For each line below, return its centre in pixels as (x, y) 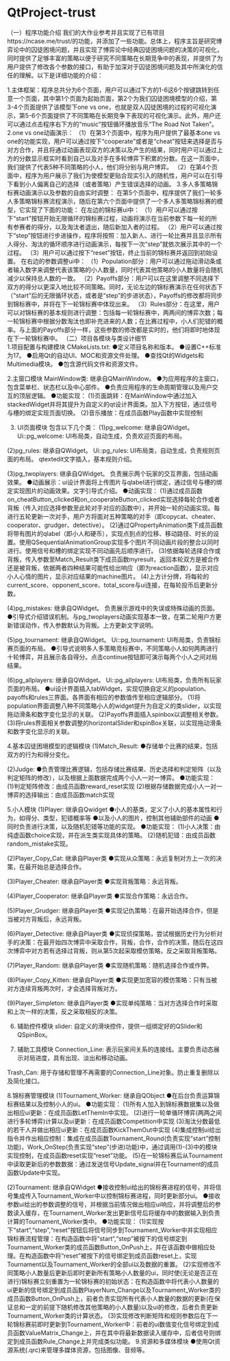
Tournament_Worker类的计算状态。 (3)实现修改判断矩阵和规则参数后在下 (110, 1315)
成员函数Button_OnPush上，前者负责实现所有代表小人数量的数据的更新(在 (111, 1298)
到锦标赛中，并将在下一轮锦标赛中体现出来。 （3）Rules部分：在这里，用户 (114, 304)
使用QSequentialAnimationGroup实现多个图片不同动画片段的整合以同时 (119, 542)
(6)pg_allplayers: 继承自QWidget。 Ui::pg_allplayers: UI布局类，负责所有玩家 (115, 680)
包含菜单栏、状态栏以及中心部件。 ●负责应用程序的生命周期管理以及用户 (110, 387)
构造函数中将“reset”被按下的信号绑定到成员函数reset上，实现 (111, 1255)
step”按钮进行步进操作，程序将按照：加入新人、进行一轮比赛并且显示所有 (119, 235)
